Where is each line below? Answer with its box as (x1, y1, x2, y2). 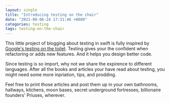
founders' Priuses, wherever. (5, 92, 66, 98)
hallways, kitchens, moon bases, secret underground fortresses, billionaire (5, 87, 161, 93)
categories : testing (5, 21, 49, 27)
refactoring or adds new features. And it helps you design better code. (5, 51, 153, 57)
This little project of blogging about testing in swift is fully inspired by (5, 40, 150, 46)
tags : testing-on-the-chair (5, 26, 65, 31)
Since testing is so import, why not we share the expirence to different (5, 61, 152, 67)
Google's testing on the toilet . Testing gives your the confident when (5, 46, 149, 52)
